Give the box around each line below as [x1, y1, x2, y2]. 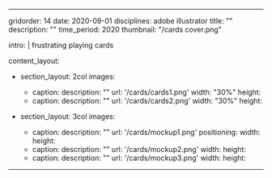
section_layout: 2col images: [19, 72, 116, 81]
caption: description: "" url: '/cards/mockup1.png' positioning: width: [32, 127, 261, 137]
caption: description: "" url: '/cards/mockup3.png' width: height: [32, 153, 247, 163]
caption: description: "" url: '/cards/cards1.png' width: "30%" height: [32, 87, 261, 97]
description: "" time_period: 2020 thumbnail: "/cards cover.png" [8, 25, 223, 34]
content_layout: [8, 56, 60, 66]
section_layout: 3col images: [19, 112, 116, 121]
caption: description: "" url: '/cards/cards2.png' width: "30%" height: [32, 96, 263, 105]
